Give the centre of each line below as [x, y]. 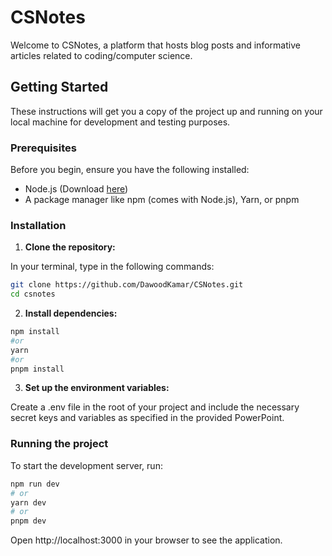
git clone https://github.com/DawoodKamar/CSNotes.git [127, 285]
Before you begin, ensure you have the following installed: [130, 170]
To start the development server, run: [86, 465]
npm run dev [35, 484]
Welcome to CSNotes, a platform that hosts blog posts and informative [155, 45]
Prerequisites [43, 148]
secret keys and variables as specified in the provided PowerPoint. [147, 418]
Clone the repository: [70, 247]
